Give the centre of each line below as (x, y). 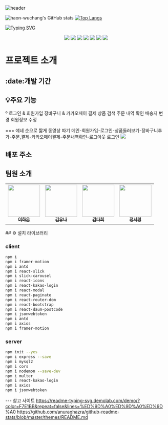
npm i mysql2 (19, 362)
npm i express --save (28, 357)
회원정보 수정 (24, 120)
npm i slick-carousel (28, 276)
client (13, 246)
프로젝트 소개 (31, 61)
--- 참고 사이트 (20, 401)
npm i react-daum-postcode (34, 309)
